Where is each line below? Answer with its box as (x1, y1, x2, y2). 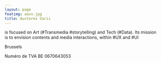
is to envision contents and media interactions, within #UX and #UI (4, 34, 139, 40)
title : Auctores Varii (4, 16, 51, 21)
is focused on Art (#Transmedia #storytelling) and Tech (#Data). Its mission (4, 30, 157, 35)
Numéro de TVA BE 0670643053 (4, 53, 71, 59)
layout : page (4, 7, 31, 12)
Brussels (4, 44, 23, 50)
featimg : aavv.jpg (4, 12, 42, 16)
